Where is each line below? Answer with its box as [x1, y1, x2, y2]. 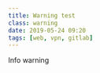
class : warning [8, 19, 58, 27]
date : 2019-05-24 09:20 [8, 26, 87, 34]
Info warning [8, 56, 50, 65]
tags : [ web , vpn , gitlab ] [8, 33, 93, 42]
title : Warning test [8, 11, 76, 20]
